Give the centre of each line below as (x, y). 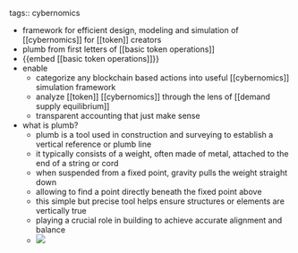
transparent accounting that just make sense (118, 116)
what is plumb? (50, 125)
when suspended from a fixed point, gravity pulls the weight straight (162, 173)
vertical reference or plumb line (94, 144)
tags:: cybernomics (45, 13)
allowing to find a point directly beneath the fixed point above (149, 192)
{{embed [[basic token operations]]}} (90, 59)
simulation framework (76, 87)
